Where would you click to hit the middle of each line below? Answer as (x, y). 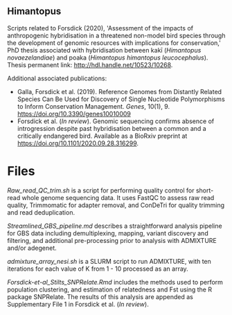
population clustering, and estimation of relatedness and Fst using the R (110, 289)
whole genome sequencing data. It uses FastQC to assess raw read (118, 197)
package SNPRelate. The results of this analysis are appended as (100, 296)
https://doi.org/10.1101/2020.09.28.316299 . (78, 143)
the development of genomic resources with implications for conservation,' (114, 43)
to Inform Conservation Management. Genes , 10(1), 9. (93, 106)
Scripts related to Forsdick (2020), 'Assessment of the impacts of (100, 28)
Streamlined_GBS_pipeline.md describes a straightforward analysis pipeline (115, 226)
